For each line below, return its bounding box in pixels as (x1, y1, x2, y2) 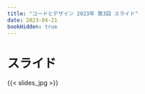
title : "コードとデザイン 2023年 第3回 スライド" (7, 10, 139, 17)
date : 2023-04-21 (7, 17, 58, 24)
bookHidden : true (7, 23, 58, 30)
